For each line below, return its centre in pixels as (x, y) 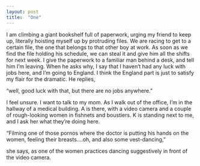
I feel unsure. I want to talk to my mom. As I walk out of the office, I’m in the (99, 102)
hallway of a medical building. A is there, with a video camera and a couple (99, 108)
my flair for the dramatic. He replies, (51, 79)
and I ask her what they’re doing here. (53, 121)
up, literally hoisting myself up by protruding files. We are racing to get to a (98, 41)
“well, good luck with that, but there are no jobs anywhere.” (80, 90)
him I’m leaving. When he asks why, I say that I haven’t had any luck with (96, 66)
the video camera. (29, 157)
